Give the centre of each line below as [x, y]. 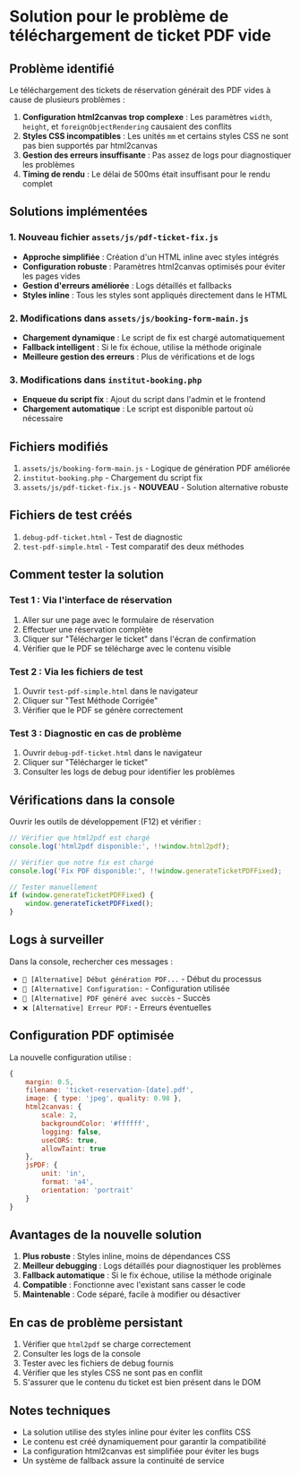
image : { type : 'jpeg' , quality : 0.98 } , [103, 1099]
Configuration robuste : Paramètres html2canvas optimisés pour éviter [154, 266]
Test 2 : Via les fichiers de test [76, 671]
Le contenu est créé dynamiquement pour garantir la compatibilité [144, 1441]
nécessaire [43, 418]
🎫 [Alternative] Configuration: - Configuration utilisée [126, 988]
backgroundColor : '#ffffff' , [96, 1123]
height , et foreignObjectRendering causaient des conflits [127, 126]
